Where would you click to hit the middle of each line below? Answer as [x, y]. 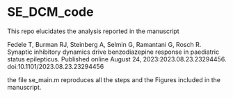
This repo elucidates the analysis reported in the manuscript [93, 31]
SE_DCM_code [50, 12]
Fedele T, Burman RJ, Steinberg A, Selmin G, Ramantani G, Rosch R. [104, 44]
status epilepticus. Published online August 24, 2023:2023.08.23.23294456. [117, 59]
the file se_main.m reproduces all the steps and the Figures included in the [114, 79]
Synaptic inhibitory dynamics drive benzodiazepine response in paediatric [113, 52]
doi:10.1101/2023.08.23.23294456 [56, 66]
